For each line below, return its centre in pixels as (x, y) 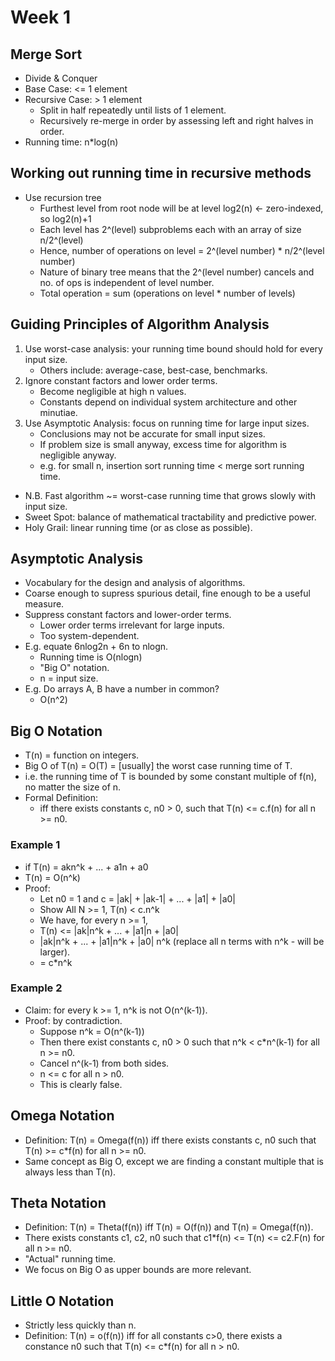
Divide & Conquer (61, 78)
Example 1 (35, 845)
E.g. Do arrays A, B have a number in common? (122, 689)
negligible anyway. (78, 455)
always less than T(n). (70, 1172)
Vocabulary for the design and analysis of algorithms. (135, 583)
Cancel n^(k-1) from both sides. (104, 1063)
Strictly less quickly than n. (80, 1325)
